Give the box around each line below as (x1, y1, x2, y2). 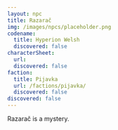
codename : (7, 30, 37, 37)
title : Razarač (7, 17, 52, 24)
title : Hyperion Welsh (13, 37, 80, 44)
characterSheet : (7, 50, 55, 57)
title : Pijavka (13, 75, 58, 83)
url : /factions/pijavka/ (13, 82, 86, 89)
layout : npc (7, 10, 42, 18)
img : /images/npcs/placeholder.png (7, 23, 112, 30)
